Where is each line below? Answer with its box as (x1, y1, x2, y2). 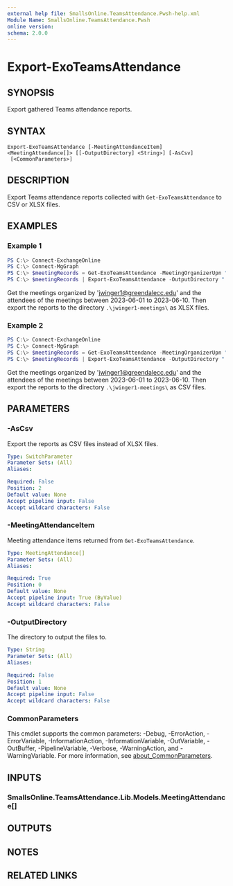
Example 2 (7, 320, 44, 330)
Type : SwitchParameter (7, 453, 73, 460)
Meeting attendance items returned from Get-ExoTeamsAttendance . (7, 536, 196, 544)
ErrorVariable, (7, 737, 47, 745)
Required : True (7, 575, 51, 582)
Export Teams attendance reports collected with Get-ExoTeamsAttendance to (7, 193, 222, 201)
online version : (7, 23, 54, 30)
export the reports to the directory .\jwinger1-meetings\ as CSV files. (7, 382, 207, 391)
